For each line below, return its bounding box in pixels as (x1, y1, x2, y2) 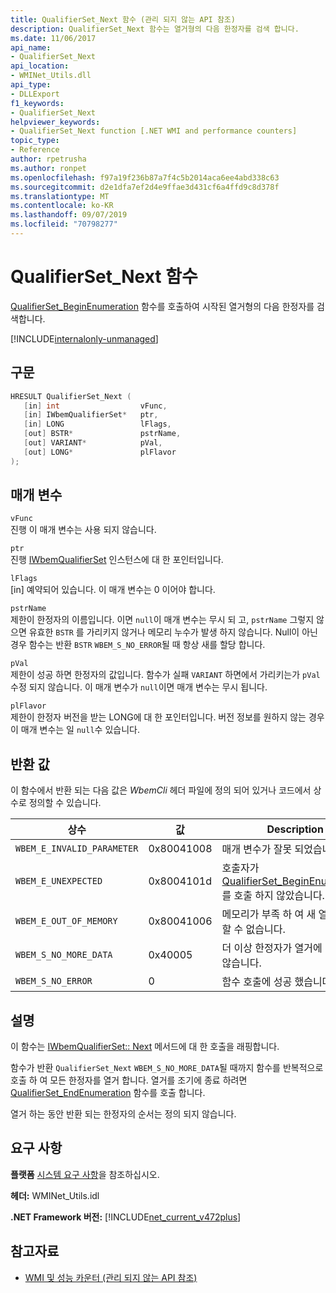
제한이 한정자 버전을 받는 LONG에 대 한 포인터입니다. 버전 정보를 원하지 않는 (10, 711, 307, 723)
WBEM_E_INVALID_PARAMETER (15, 843, 139, 855)
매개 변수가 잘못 (221, 842, 293, 856)
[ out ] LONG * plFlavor (23, 447, 177, 457)
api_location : (10, 61, 70, 71)
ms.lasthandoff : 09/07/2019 (10, 210, 128, 220)
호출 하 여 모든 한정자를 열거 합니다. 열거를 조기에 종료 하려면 (10, 1074, 248, 1086)
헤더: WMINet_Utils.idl (10, 1189, 100, 1201)
